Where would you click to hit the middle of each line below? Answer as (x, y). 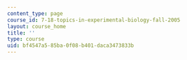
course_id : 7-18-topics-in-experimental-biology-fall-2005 (94, 20)
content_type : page (35, 13)
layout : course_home (37, 26)
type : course (26, 39)
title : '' (21, 33)
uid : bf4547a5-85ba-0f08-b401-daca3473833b (71, 46)
